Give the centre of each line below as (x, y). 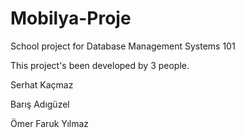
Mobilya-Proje (71, 18)
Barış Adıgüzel (40, 104)
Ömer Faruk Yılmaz (50, 123)
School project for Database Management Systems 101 (123, 46)
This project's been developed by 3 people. (100, 65)
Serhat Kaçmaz (42, 84)
